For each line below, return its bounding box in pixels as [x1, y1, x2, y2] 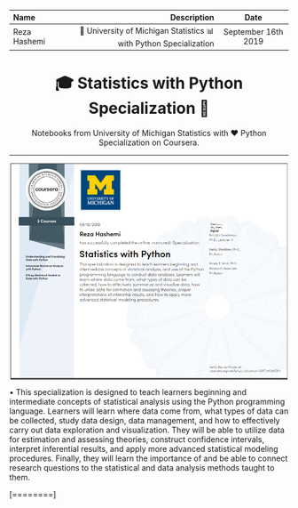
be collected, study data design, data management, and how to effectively [9, 415, 281, 425]
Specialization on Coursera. [98, 137, 200, 148]
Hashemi [12, 36, 46, 47]
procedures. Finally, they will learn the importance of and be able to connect [9, 453, 288, 464]
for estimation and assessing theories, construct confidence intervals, [9, 433, 265, 445]
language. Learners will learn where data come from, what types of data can [9, 406, 289, 416]
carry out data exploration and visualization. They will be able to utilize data [9, 424, 286, 435]
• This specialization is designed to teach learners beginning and [9, 386, 247, 397]
